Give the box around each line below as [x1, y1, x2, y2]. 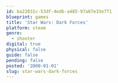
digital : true [6, 41, 41, 47]
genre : [6, 30, 22, 36]
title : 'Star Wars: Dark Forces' [6, 19, 88, 25]
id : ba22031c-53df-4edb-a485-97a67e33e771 [6, 8, 112, 15]
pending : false [6, 57, 44, 63]
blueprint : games [6, 14, 49, 20]
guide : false [6, 52, 38, 58]
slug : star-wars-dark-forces [6, 68, 78, 74]
